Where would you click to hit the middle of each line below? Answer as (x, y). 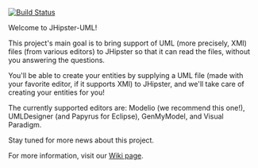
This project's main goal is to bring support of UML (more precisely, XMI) (128, 43)
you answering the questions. (57, 60)
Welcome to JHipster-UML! (53, 27)
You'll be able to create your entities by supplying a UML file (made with (126, 75)
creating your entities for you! (56, 92)
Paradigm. (25, 125)
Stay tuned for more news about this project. (81, 140)
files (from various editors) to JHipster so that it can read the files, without (129, 51)
